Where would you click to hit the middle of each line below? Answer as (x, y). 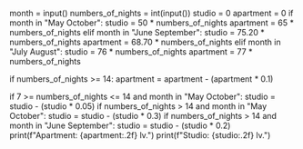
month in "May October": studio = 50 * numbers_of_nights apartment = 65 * (151, 23)
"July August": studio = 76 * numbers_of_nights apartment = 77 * (131, 52)
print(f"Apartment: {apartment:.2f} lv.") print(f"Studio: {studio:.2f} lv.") (140, 135)
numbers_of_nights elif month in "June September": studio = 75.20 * (137, 32)
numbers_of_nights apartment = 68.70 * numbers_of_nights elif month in (145, 42)
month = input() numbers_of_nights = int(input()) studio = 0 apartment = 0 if (151, 13)
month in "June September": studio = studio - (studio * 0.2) (120, 125)
